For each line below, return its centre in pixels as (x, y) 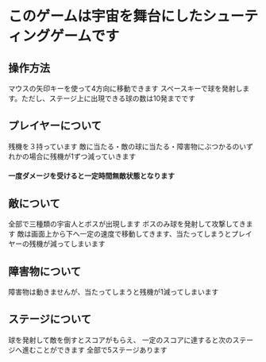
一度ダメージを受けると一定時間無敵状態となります (91, 176)
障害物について (45, 271)
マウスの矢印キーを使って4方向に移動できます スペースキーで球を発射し (125, 89)
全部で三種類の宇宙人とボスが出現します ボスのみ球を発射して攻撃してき (127, 224)
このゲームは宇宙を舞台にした (106, 16)
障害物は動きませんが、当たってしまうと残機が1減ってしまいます (114, 292)
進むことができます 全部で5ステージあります (94, 349)
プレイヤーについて (55, 126)
